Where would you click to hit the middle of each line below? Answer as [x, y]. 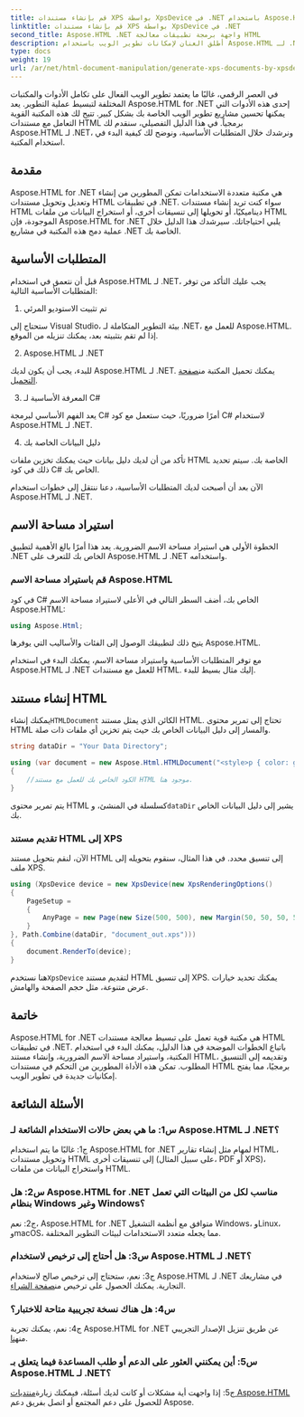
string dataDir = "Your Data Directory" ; [89, 747]
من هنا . [19, 1338]
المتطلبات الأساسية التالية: [54, 290]
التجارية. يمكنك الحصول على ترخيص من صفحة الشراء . [98, 1285]
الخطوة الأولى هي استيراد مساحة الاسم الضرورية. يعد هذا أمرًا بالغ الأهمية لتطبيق [144, 547]
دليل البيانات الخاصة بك [62, 442]
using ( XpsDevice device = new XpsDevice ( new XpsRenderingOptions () [142, 884]
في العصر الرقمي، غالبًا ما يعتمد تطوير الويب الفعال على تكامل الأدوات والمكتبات [144, 94]
